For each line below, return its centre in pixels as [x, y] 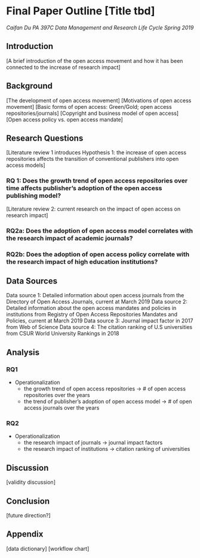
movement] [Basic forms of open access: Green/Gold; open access [89, 106]
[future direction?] [28, 515]
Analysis [23, 352]
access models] [26, 165]
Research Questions [45, 138]
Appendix [25, 534]
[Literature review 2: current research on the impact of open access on [93, 209]
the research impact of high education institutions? [82, 261]
